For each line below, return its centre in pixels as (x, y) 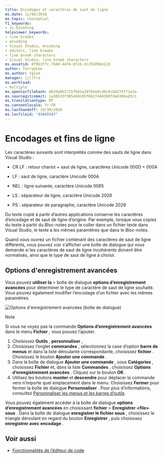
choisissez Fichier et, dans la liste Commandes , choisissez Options (81, 367)
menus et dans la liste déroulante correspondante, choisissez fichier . (83, 351)
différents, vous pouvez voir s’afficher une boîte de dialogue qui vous (75, 244)
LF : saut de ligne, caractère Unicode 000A (56, 176)
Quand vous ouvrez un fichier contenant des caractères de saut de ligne (78, 239)
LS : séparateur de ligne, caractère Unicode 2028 (62, 195)
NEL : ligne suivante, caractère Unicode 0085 (58, 186)
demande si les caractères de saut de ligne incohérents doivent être (74, 250)
